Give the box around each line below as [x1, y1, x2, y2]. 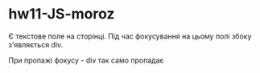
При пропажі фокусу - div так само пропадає [8, 55, 164, 65]
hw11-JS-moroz [8, 5, 115, 23]
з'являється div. [8, 39, 64, 49]
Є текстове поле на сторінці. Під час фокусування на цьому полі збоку [8, 31, 252, 41]
